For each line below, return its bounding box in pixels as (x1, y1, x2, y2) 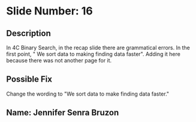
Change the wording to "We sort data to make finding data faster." (6, 90, 170, 97)
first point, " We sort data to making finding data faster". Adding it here (6, 50, 181, 58)
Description (6, 28, 51, 38)
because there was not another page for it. (6, 57, 112, 64)
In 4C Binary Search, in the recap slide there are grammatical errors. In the (6, 44, 190, 51)
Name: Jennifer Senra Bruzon (6, 108, 119, 118)
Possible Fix (6, 74, 53, 85)
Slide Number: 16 (6, 4, 93, 18)
